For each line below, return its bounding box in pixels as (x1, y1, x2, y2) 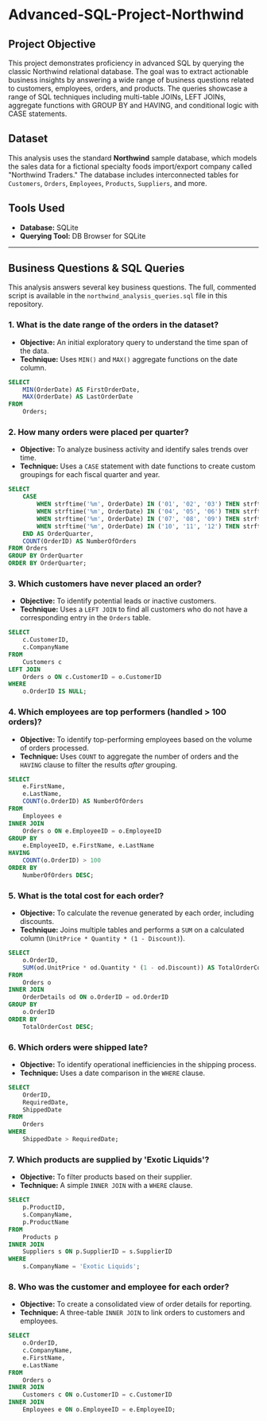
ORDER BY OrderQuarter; (8, 559, 87, 568)
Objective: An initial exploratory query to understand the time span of (19, 337, 249, 347)
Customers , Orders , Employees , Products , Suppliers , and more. (8, 178, 207, 188)
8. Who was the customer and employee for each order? (8, 1281, 230, 1292)
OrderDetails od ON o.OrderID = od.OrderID (22, 993, 169, 1001)
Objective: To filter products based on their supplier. (19, 1172, 192, 1182)
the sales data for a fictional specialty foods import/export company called (8, 161, 253, 171)
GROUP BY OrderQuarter (8, 552, 83, 560)
